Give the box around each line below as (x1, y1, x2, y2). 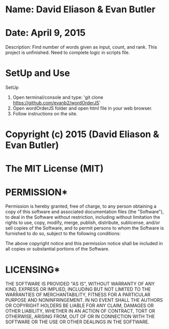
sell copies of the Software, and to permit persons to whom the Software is (5, 225, 164, 231)
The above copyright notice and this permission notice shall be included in (5, 240, 163, 246)
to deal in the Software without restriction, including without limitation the (5, 214, 160, 220)
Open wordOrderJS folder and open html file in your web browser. (12, 105, 153, 111)
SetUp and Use (5, 68, 70, 79)
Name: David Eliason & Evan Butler (5, 4, 156, 15)
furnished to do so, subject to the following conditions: (5, 231, 121, 237)
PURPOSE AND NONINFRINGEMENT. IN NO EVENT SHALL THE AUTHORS (5, 297, 163, 303)
